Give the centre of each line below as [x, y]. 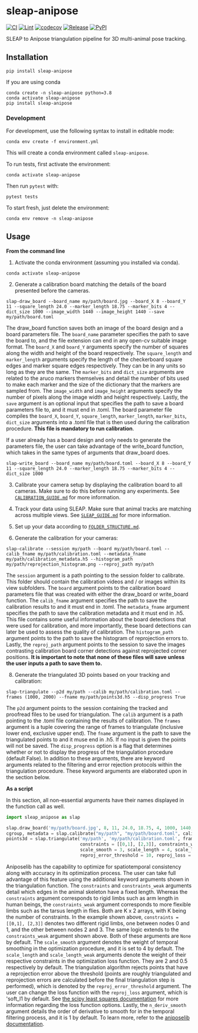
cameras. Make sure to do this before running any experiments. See [97, 491]
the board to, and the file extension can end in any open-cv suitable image [96, 340]
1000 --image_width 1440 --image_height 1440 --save [98, 312]
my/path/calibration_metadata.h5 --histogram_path [70, 559]
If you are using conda [33, 82]
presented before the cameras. [52, 290]
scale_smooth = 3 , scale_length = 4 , [126, 850]
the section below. [28, 777]
